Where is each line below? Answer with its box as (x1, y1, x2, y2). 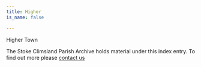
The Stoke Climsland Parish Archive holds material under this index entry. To (6, 47, 196, 54)
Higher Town (6, 36, 38, 43)
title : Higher (6, 8, 42, 15)
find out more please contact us (6, 54, 85, 61)
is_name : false (6, 14, 44, 20)
